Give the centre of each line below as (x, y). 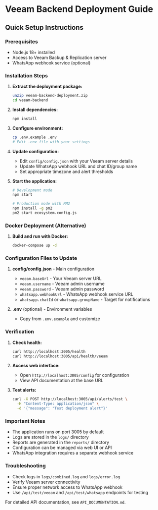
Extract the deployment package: (47, 86)
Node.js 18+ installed (34, 52)
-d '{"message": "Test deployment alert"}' (62, 408)
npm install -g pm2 (32, 208)
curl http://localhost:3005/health (49, 351)
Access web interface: (36, 366)
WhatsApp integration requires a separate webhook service (73, 453)
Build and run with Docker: (40, 236)
